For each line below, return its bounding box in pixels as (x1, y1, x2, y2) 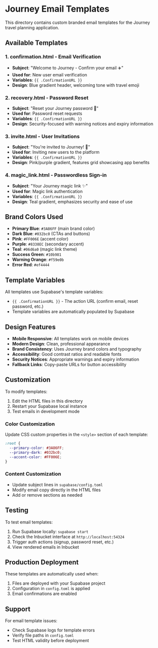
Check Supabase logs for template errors (12, 627, 95, 633)
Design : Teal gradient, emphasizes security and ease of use (12, 199, 133, 204)
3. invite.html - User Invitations (5, 133, 80, 140)
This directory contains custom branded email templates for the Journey (5, 19, 150, 25)
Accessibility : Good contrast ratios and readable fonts (12, 351, 122, 357)
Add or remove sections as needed (12, 492, 83, 498)
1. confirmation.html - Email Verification (5, 54, 101, 60)
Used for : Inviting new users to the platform (12, 149, 100, 155)
